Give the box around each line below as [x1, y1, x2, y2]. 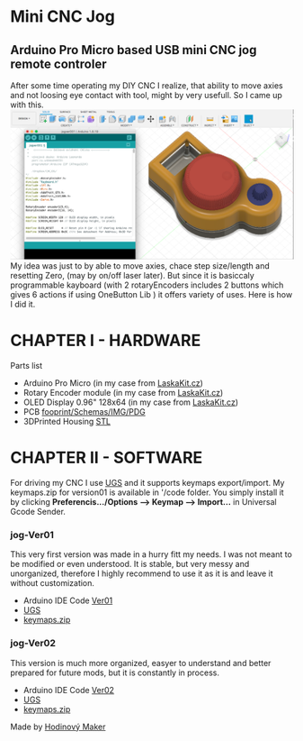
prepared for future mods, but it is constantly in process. [10, 667, 219, 678]
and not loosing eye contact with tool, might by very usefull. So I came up [10, 90, 282, 100]
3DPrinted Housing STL [22, 416, 111, 427]
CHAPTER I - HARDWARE [10, 331, 201, 351]
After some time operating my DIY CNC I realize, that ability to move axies [10, 80, 283, 91]
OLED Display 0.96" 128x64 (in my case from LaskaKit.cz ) [22, 397, 239, 407]
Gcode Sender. [10, 507, 67, 517]
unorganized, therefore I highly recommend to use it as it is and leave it [10, 568, 273, 579]
